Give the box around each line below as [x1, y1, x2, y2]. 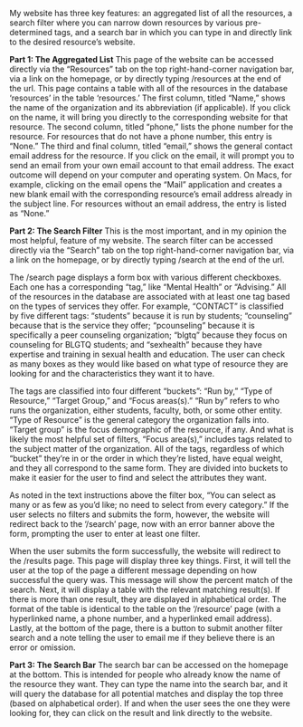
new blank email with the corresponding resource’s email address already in [9, 189, 292, 199]
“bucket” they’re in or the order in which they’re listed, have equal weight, [9, 453, 283, 464]
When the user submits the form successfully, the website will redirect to [9, 546, 281, 556]
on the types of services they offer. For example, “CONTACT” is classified [9, 301, 285, 311]
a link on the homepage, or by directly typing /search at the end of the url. [9, 254, 285, 265]
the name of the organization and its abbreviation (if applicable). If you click [9, 102, 291, 112]
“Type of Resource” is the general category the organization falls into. [9, 415, 270, 425]
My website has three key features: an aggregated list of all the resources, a [9, 8, 293, 18]
